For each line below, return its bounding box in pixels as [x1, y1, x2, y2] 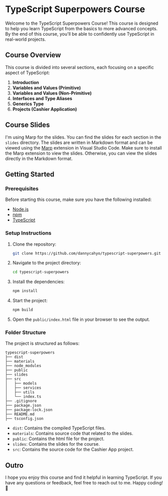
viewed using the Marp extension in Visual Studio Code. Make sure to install [5, 145, 162, 151]
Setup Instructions [5, 230, 52, 237]
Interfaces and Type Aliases [12, 95, 73, 101]
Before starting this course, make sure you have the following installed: [5, 196, 152, 202]
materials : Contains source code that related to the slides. [12, 431, 133, 437]
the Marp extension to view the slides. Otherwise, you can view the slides [5, 150, 157, 156]
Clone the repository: [12, 241, 57, 247]
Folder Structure [5, 329, 46, 336]
